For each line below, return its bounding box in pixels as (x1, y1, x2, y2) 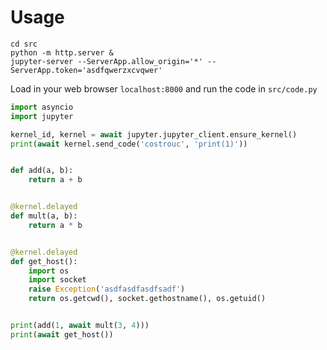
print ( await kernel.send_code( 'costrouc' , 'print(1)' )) (10, 139, 248, 149)
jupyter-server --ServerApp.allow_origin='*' (10, 56, 203, 66)
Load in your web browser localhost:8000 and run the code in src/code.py (10, 82, 318, 95)
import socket (28, 275, 87, 285)
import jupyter (10, 111, 74, 121)
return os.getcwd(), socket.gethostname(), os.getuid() (28, 294, 267, 304)
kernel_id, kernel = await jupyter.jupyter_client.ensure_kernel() (10, 129, 298, 140)
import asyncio (10, 102, 74, 112)
